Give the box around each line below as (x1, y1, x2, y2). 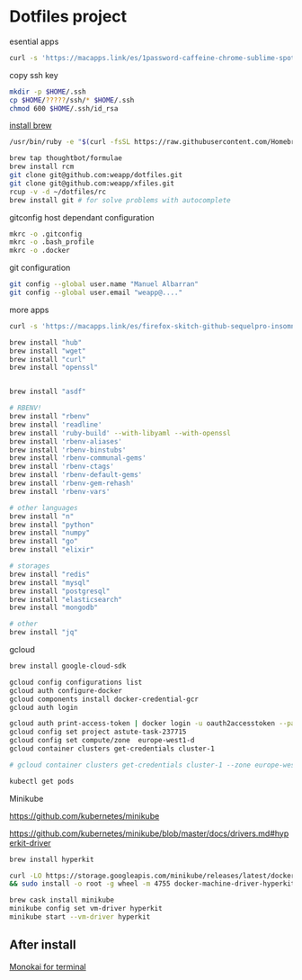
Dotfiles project (9, 6, 128, 27)
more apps (9, 304, 49, 315)
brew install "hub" (9, 337, 83, 347)
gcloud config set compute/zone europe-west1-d (9, 736, 195, 745)
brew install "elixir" (9, 545, 94, 554)
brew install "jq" (9, 628, 78, 637)
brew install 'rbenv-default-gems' (9, 471, 143, 480)
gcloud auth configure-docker (9, 686, 123, 695)
